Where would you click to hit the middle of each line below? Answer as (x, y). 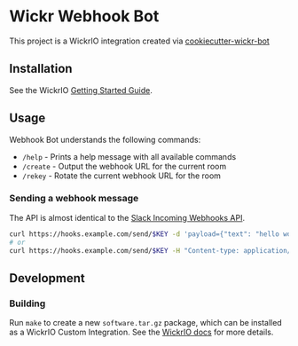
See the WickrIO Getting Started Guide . (81, 90)
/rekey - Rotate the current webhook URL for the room (122, 176)
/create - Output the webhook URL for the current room (124, 166)
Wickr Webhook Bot (84, 16)
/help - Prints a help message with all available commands (129, 156)
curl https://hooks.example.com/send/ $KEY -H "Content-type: (125, 250)
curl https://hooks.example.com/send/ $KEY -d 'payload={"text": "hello (144, 234)
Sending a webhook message (74, 199)
